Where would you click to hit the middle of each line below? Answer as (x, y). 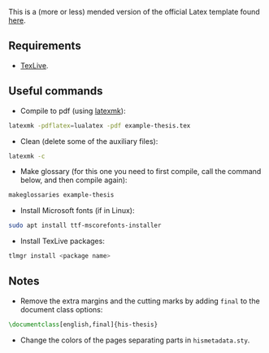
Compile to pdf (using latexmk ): (73, 111)
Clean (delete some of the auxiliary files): (89, 141)
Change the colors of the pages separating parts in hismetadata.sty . (135, 340)
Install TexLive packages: (63, 241)
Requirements (45, 46)
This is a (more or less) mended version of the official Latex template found (134, 12)
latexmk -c (27, 156)
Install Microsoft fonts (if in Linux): (77, 211)
